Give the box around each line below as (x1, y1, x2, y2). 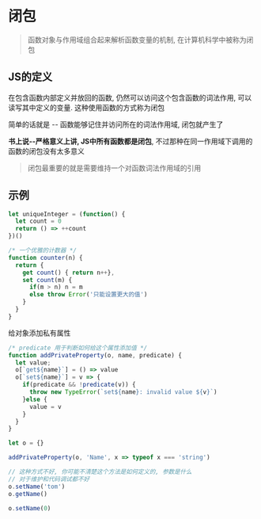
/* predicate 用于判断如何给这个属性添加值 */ (8, 344, 148, 352)
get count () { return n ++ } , (22, 269, 115, 277)
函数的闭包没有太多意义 (8, 146, 85, 155)
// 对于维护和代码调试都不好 (8, 475, 90, 483)
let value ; (15, 358, 51, 367)
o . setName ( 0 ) (8, 504, 51, 512)
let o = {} (8, 439, 44, 448)
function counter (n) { (8, 254, 83, 261)
